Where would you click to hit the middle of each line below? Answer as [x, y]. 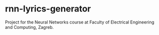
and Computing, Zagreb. [30, 27]
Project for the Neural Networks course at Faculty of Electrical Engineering [80, 22]
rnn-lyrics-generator [48, 9]
